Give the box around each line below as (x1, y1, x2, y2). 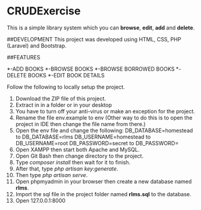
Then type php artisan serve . (15, 171, 88, 178)
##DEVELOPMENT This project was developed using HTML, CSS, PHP (7, 35, 182, 43)
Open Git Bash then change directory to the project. (15, 152, 143, 160)
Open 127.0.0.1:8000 (15, 197, 65, 204)
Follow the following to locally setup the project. (7, 83, 125, 91)
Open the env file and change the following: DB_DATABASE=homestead (15, 127, 193, 134)
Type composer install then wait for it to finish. (15, 158, 131, 166)
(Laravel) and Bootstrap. (7, 42, 67, 49)
